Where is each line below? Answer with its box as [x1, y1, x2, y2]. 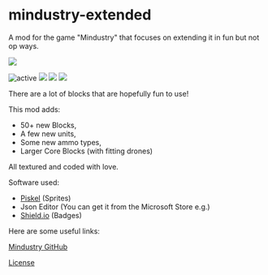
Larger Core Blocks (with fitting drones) [19, 146, 153, 156]
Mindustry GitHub [8, 242, 68, 251]
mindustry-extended [8, 6, 152, 24]
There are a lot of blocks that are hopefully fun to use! [8, 88, 189, 98]
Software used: [8, 177, 59, 187]
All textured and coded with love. [8, 161, 119, 171]
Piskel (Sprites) [19, 193, 71, 203]
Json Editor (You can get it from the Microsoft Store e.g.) [19, 201, 210, 212]
